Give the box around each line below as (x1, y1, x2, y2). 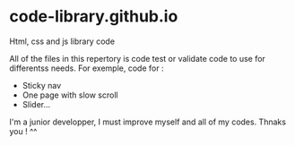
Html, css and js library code (9, 36, 115, 47)
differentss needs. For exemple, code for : (9, 63, 164, 73)
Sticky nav (22, 80, 62, 90)
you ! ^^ (9, 125, 38, 136)
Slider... (22, 98, 51, 109)
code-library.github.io (9, 6, 178, 27)
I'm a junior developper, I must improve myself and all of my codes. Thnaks (9, 116, 287, 127)
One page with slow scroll (22, 90, 118, 100)
